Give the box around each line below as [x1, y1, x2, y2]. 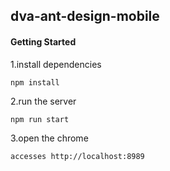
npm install [10, 77, 60, 88]
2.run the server [10, 95, 77, 107]
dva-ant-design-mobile [10, 8, 160, 25]
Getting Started [10, 35, 77, 48]
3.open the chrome [10, 132, 89, 144]
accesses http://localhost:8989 [10, 151, 145, 161]
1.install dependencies [10, 58, 102, 70]
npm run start [10, 114, 70, 124]
